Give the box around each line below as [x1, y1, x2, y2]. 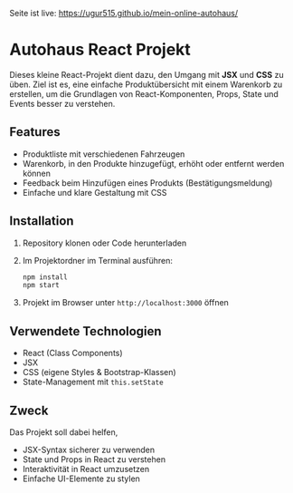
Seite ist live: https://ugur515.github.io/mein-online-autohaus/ [9, 8, 239, 18]
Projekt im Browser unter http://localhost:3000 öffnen [22, 297, 229, 308]
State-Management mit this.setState [22, 376, 165, 388]
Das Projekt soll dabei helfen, [9, 426, 118, 438]
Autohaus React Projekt [9, 40, 192, 60]
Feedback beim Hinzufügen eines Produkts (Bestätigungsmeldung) [22, 177, 273, 188]
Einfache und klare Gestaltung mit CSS [22, 187, 167, 198]
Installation [9, 213, 74, 229]
